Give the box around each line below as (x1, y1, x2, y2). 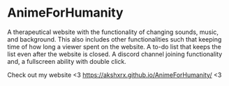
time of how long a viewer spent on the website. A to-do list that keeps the (7, 42, 221, 51)
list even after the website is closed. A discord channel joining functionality (7, 50, 223, 58)
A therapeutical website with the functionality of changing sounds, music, (7, 28, 219, 36)
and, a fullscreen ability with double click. (7, 57, 127, 65)
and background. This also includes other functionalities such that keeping (7, 35, 222, 43)
